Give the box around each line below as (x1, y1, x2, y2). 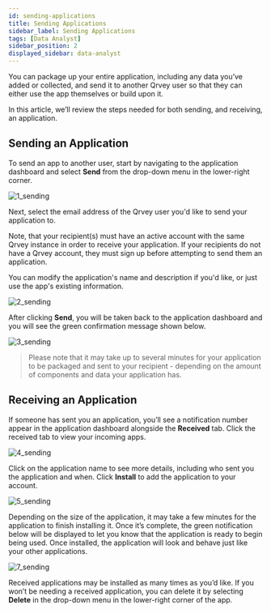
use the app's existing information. (8, 281, 124, 291)
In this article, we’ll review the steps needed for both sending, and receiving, (8, 104, 263, 114)
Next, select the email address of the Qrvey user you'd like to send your (8, 206, 248, 216)
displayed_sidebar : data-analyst (8, 49, 121, 57)
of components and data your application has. (28, 369, 182, 379)
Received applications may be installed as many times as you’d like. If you (8, 577, 255, 587)
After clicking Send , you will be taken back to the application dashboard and (8, 313, 263, 322)
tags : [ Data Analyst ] (8, 34, 82, 43)
